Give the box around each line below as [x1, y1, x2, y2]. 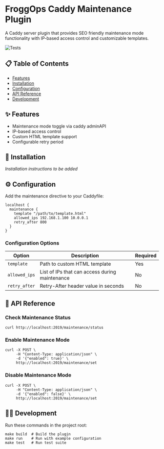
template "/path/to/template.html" [14, 211, 86, 216]
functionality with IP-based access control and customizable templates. [5, 35, 149, 41]
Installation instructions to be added [5, 166, 78, 172]
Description [71, 252, 99, 259]
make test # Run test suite [5, 440, 67, 445]
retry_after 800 [14, 220, 47, 225]
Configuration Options [5, 240, 60, 247]
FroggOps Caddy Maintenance [5, 3, 132, 15]
